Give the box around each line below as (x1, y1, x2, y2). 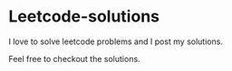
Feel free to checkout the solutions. (8, 53, 141, 64)
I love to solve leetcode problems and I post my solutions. (8, 36, 224, 47)
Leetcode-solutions (8, 6, 160, 27)
